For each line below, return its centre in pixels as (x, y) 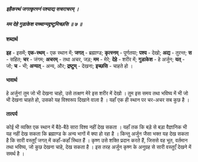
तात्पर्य (12, 114)
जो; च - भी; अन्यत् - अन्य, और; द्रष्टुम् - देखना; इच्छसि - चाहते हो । (70, 66)
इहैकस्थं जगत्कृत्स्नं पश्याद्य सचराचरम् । (42, 9)
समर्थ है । (15, 154)
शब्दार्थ (12, 39)
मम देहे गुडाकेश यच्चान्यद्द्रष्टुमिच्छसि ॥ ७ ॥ (44, 24)
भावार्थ (12, 80)
